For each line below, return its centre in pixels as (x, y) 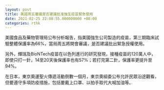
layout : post (18, 9)
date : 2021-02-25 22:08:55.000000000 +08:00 (51, 18)
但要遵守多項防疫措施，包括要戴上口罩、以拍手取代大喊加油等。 (69, 83)
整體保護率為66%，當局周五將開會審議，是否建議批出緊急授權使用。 (78, 44)
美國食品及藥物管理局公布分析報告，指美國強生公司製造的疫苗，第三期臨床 (80, 37)
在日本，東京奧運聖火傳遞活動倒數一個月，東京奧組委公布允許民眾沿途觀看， (82, 76)
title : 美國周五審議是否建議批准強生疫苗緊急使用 (49, 14)
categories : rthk (23, 23)
